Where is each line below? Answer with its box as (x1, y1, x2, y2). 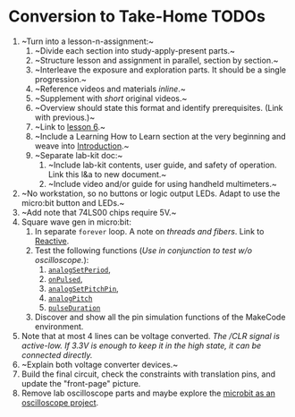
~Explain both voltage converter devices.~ (21, 359, 179, 370)
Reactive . (34, 235, 70, 246)
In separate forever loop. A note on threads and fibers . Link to (34, 226, 265, 236)
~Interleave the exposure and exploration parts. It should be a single (34, 64, 287, 75)
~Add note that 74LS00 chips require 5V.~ (21, 207, 177, 217)
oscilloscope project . (21, 396, 99, 408)
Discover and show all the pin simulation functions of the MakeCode (34, 311, 286, 322)
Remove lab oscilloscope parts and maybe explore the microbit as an (21, 387, 276, 398)
